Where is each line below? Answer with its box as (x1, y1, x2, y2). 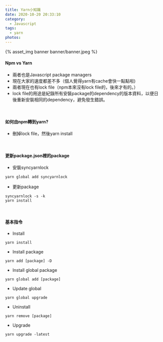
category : (5, 16, 26, 21)
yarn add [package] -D (5, 258, 52, 263)
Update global (12, 285, 42, 291)
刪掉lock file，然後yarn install (12, 130, 73, 137)
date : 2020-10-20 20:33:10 (5, 12, 61, 17)
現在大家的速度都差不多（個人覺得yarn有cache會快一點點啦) (12, 78, 136, 84)
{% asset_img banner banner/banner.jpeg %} (5, 48, 98, 55)
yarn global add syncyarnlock (5, 175, 68, 180)
